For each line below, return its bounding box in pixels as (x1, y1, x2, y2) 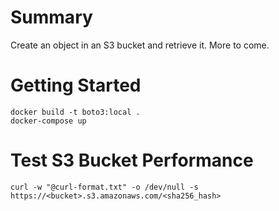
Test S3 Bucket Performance (10, 149, 254, 172)
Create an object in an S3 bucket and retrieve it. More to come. (10, 39, 270, 51)
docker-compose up (10, 116, 87, 126)
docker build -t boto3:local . (10, 107, 141, 117)
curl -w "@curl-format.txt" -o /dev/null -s (10, 182, 199, 192)
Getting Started (10, 74, 142, 97)
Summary (10, 6, 93, 29)
